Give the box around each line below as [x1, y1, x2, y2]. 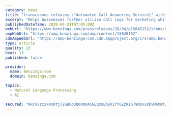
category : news [5, 7, 38, 13]
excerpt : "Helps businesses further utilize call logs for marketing [5, 17, 156, 22]
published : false [5, 55, 42, 60]
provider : [5, 64, 26, 70]
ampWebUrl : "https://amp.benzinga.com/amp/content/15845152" [5, 31, 138, 36]
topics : [5, 83, 22, 88]
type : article [5, 41, 36, 46]
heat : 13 [5, 50, 24, 55]
